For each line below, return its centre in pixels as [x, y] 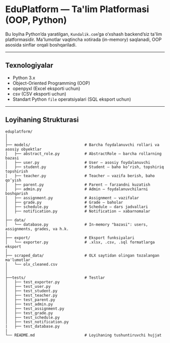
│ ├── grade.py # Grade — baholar [64, 202]
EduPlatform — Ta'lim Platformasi [77, 9]
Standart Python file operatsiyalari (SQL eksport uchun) [72, 99]
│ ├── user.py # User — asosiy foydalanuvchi [78, 162]
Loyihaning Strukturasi [42, 120]
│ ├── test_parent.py [30, 299]
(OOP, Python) [36, 20]
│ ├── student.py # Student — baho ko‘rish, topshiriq [85, 167]
